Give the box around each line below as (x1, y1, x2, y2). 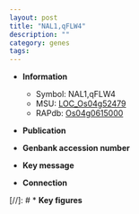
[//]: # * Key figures (9, 195, 83, 206)
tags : (9, 47, 30, 56)
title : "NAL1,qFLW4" (9, 22, 87, 31)
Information (22, 71, 68, 82)
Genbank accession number (22, 143, 130, 154)
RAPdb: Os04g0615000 (35, 108, 124, 119)
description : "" (9, 30, 70, 39)
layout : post (9, 13, 58, 22)
